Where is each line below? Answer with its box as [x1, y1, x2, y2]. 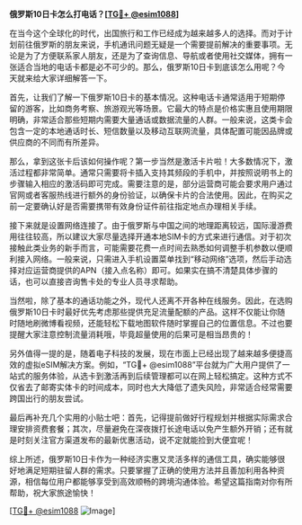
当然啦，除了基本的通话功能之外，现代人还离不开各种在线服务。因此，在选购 [9, 296, 293, 306]
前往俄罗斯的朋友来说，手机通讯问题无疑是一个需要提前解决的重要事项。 [16, 40, 285, 49]
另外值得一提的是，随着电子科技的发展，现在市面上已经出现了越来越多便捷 [9, 348, 285, 359]
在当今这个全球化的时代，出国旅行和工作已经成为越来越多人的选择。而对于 [9, 28, 285, 39]
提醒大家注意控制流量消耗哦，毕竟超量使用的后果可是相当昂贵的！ [9, 329, 253, 340]
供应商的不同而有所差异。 [9, 137, 104, 147]
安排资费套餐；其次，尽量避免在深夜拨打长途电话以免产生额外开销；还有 [16, 423, 285, 434]
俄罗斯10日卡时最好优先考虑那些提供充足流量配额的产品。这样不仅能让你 [9, 307, 278, 317]
